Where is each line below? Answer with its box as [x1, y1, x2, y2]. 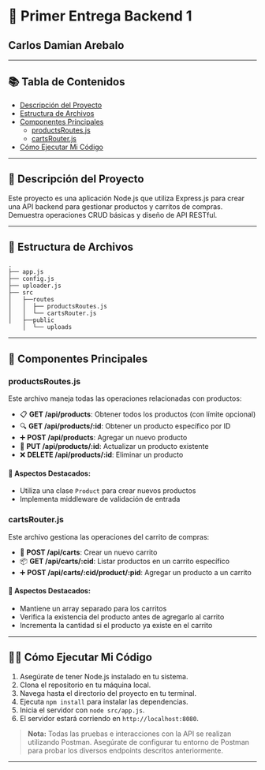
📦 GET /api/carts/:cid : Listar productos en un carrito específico [19, 556, 230, 566]
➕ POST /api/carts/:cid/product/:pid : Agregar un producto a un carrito [19, 567, 252, 577]
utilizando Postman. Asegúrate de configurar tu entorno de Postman [27, 737, 250, 746]
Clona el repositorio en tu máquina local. [19, 680, 151, 690]
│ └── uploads [22, 323, 73, 331]
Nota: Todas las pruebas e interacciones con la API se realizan [27, 729, 232, 738]
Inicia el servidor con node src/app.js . [19, 705, 145, 715]
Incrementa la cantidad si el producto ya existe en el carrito [19, 620, 213, 630]
